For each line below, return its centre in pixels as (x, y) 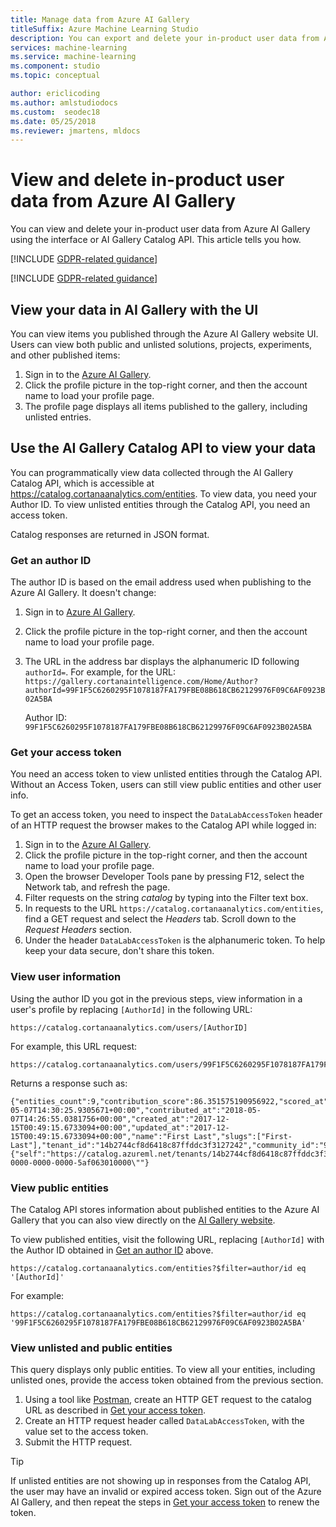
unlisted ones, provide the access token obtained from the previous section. (167, 1380)
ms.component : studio (55, 66)
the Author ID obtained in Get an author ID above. (112, 1250)
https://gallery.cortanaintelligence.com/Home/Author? (141, 682)
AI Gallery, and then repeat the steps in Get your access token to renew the (165, 1502)
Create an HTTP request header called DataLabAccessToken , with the (164, 1421)
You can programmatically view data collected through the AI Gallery (152, 472)
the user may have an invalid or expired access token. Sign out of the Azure (166, 1492)
